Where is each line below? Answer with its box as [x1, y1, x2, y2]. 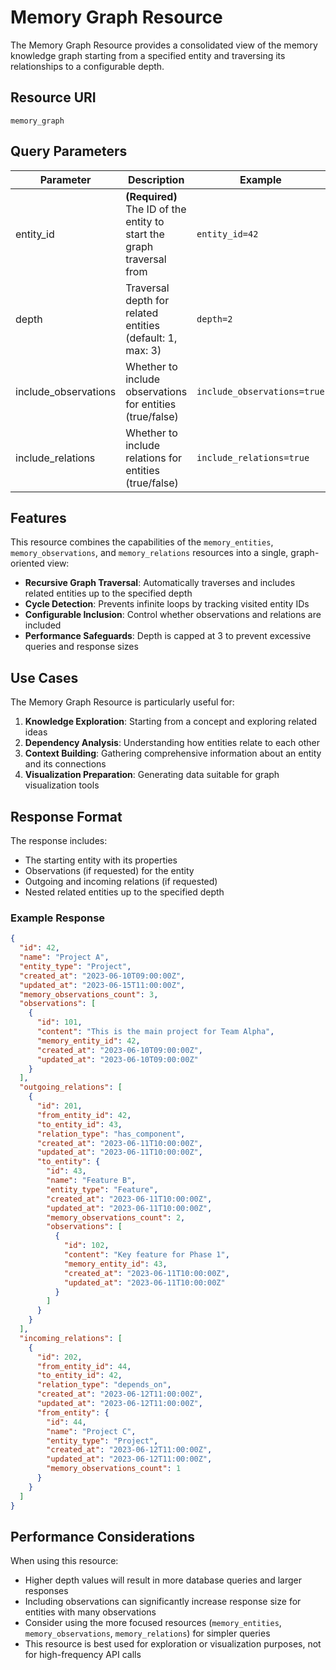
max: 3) [125, 343, 162, 357]
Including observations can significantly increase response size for [24, 1596, 302, 1608]
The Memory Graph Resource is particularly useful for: [10, 696, 235, 708]
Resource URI [10, 89, 97, 106]
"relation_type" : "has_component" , [36, 1129, 186, 1139]
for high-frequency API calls [24, 1649, 142, 1661]
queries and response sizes [24, 641, 139, 653]
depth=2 [196, 313, 233, 325]
